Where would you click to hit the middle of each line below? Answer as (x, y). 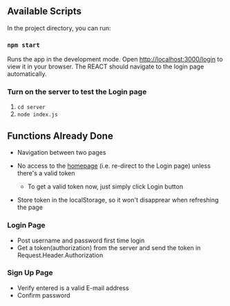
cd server (31, 107)
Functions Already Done (60, 136)
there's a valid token (46, 173)
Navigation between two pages (61, 153)
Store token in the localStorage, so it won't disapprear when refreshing (118, 200)
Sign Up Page (30, 273)
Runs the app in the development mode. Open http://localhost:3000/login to (115, 59)
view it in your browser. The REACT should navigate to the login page (106, 67)
